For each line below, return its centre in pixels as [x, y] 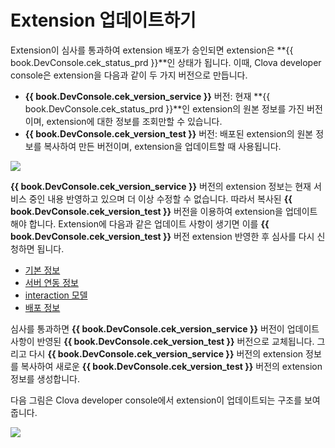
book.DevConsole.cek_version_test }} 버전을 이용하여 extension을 [147, 211]
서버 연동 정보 [51, 282]
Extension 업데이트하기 [103, 20]
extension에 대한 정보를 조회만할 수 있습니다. [134, 121]
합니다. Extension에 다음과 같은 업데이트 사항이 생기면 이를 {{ [149, 223]
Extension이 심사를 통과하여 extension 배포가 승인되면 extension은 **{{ [152, 50]
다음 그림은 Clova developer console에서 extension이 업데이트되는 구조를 [156, 400]
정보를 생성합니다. [45, 378]
